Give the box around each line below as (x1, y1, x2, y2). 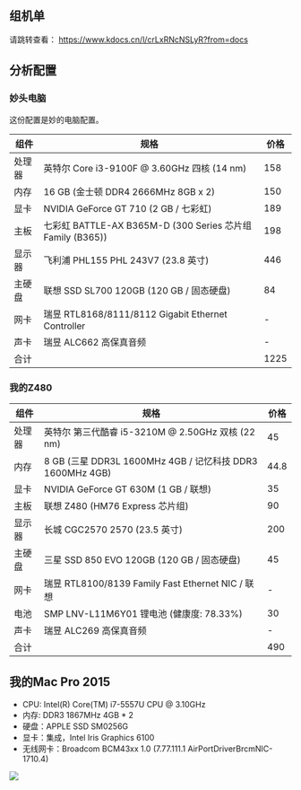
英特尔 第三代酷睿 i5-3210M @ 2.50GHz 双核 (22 (43, 426, 255, 438)
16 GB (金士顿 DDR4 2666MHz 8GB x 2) (43, 185, 216, 197)
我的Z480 (9, 382, 53, 394)
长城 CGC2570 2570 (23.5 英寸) (43, 523, 184, 536)
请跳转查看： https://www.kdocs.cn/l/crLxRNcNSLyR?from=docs (9, 34, 249, 45)
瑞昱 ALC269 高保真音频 (43, 624, 147, 636)
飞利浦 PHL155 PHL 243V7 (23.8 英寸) (43, 254, 210, 267)
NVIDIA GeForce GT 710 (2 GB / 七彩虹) (43, 202, 212, 215)
